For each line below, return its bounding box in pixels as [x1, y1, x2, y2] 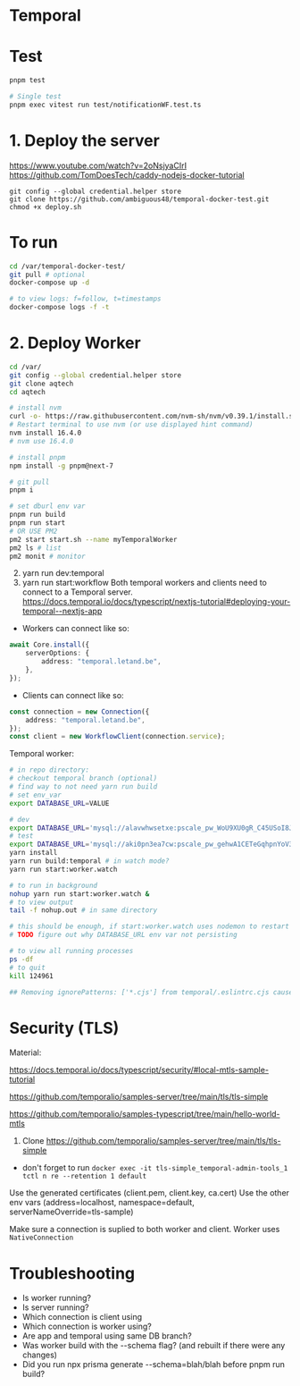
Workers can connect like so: [21, 623, 129, 634]
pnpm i [9, 486, 34, 494]
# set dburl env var [9, 502, 87, 511]
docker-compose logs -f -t [9, 303, 110, 312]
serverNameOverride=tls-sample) [9, 1206, 134, 1217]
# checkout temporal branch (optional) [9, 774, 158, 783]
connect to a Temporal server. [21, 587, 134, 597]
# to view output [9, 898, 74, 907]
